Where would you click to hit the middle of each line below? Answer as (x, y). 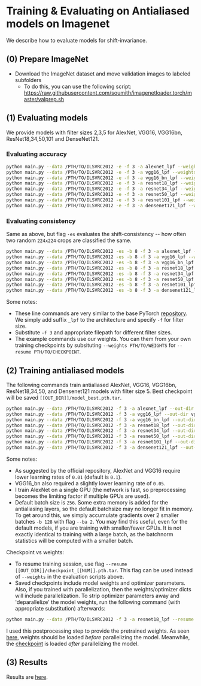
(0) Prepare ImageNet (47, 59)
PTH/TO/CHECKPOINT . (57, 352)
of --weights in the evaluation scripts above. (69, 576)
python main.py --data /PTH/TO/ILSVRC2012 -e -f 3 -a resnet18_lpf (92, 183)
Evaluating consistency (41, 221)
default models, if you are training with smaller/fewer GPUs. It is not (98, 528)
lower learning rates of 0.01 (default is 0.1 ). (68, 477)
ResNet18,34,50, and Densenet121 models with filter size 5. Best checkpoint (99, 391)
